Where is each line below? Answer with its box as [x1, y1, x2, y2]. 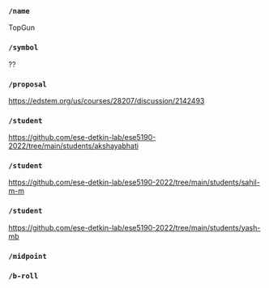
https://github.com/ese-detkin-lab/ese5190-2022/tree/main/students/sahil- [8, 177, 261, 188]
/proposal [8, 79, 47, 89]
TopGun [8, 23, 35, 32]
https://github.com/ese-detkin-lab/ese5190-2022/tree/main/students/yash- [8, 222, 261, 232]
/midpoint [8, 252, 47, 260]
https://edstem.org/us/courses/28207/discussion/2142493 [8, 95, 205, 105]
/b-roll [8, 271, 39, 281]
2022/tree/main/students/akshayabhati [8, 141, 139, 151]
